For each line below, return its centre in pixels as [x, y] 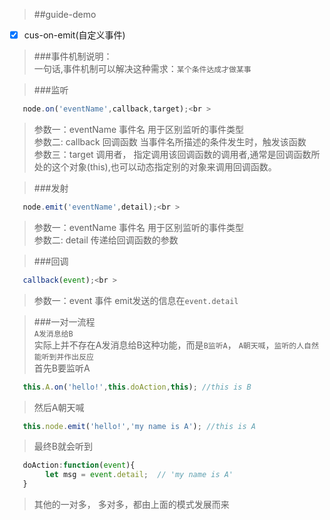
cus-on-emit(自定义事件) [74, 35]
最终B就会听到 [63, 446]
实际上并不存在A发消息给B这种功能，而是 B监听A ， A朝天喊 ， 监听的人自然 [176, 345]
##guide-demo [65, 14]
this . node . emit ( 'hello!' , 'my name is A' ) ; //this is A [139, 426]
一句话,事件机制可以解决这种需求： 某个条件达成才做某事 [142, 69]
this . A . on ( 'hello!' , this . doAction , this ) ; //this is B [137, 387]
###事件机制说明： [73, 56]
